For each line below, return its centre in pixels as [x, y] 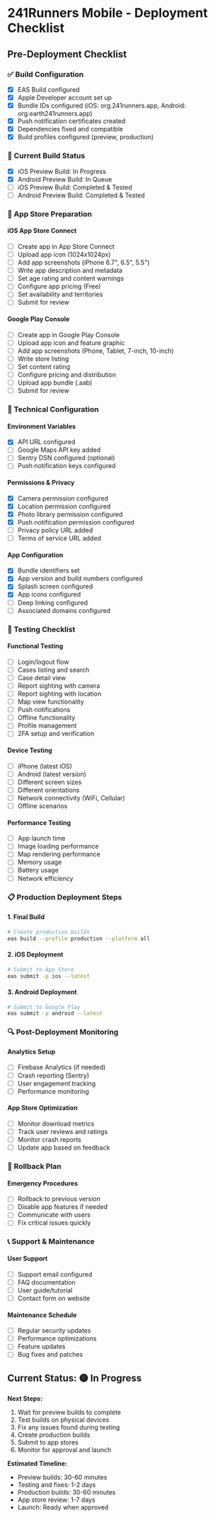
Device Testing [30, 750]
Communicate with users [54, 1215]
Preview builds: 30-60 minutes [62, 1477]
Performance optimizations [57, 1338]
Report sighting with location [59, 694]
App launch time [41, 839]
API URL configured [46, 442]
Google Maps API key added [59, 450]
